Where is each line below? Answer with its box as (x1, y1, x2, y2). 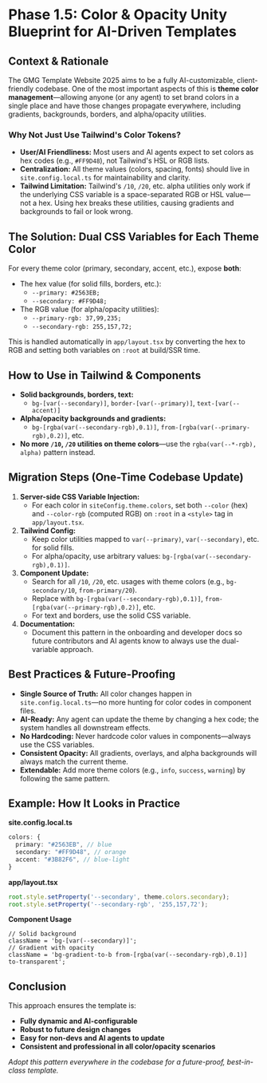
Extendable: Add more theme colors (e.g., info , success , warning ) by (19, 765, 245, 775)
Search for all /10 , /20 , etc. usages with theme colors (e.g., (31, 576, 225, 586)
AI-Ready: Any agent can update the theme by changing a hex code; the (19, 714, 259, 724)
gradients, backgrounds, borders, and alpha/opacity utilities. (8, 109, 206, 119)
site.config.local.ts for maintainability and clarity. (19, 173, 191, 183)
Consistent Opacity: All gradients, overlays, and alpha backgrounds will (19, 748, 257, 757)
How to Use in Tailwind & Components (8, 369, 202, 382)
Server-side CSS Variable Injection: (19, 492, 140, 501)
